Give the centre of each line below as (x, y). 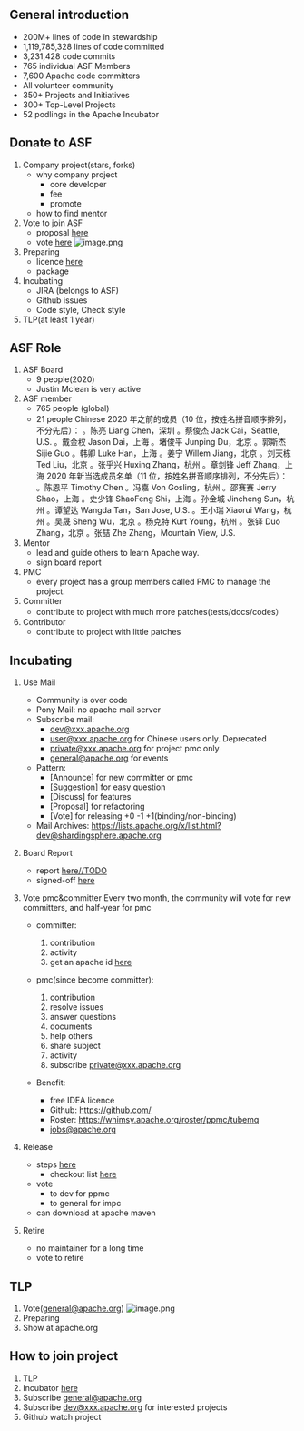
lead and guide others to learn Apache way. (118, 553)
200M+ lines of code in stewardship (90, 36)
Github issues (62, 300)
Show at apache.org (60, 1328)
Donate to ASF (51, 143)
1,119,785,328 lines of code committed (93, 46)
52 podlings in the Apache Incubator (91, 114)
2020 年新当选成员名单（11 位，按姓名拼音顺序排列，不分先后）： (167, 476)
